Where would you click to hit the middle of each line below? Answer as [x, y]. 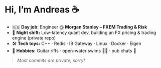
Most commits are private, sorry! [51, 60]
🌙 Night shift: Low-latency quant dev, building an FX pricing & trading [84, 32]
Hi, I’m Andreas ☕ [42, 10]
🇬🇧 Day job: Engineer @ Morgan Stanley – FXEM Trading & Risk [79, 27]
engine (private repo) [34, 37]
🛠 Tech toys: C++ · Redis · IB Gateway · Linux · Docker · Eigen [76, 43]
